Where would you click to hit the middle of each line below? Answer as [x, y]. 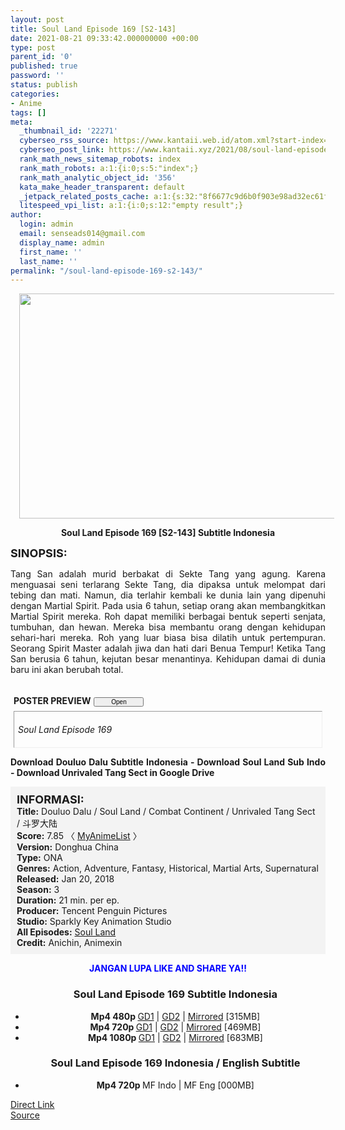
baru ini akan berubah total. [67, 670]
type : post [33, 47]
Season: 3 [38, 890]
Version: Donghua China [67, 847]
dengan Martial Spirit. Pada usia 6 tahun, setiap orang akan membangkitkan [168, 606]
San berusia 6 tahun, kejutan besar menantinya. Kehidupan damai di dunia [168, 659]
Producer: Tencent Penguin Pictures [92, 911]
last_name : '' [48, 261]
